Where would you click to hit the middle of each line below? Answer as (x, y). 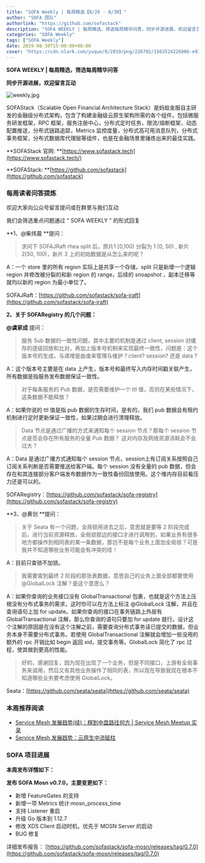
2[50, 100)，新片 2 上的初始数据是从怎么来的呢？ (83, 254)
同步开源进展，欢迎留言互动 (41, 82)
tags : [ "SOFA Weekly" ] (35, 40)
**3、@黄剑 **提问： (34, 514)
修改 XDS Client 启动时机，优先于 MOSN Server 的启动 (84, 826)
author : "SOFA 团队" (31, 18)
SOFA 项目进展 (28, 755)
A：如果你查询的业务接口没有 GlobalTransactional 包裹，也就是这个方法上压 (102, 596)
